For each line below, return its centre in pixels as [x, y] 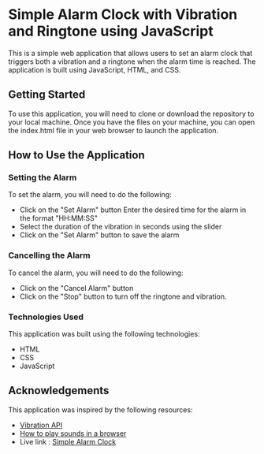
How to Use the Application [76, 155]
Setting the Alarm [43, 177]
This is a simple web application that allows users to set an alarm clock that [130, 53]
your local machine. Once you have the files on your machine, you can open [132, 122]
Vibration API [41, 425]
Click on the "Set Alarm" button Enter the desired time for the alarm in [133, 210]
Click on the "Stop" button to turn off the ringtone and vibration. [123, 296]
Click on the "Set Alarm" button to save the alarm [99, 235]
